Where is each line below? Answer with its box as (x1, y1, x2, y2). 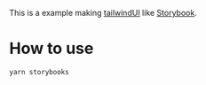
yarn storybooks (9, 67, 69, 76)
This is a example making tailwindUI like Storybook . (9, 8, 197, 18)
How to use (9, 39, 94, 58)
